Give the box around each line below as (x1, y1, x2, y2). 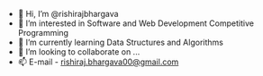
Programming (17, 28, 69, 38)
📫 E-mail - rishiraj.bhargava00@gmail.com (17, 56, 179, 67)
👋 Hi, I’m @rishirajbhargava (17, 9, 119, 19)
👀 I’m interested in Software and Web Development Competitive (17, 18, 255, 29)
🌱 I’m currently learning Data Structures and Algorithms (17, 37, 223, 47)
